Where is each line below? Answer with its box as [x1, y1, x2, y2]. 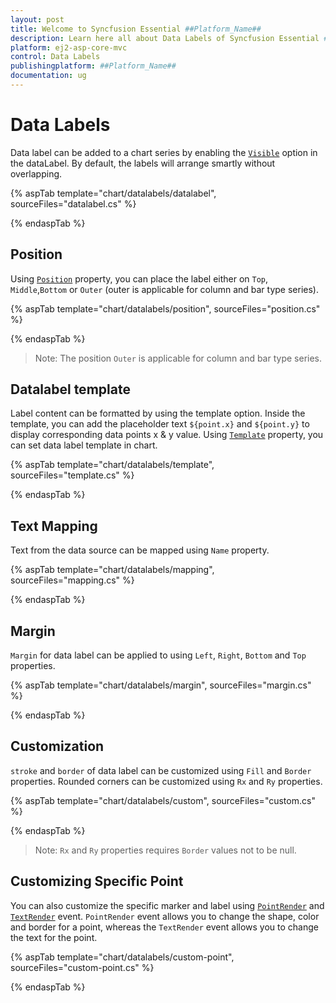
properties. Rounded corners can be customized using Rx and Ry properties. [10, 775, 323, 787]
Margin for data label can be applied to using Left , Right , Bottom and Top [10, 649, 307, 661]
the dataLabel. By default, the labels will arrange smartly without [10, 157, 276, 169]
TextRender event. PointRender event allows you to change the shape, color [10, 910, 320, 922]
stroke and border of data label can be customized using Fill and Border [10, 764, 312, 776]
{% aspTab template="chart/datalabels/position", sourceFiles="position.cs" [10, 302, 321, 315]
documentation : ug [10, 71, 87, 81]
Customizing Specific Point [10, 873, 184, 890]
